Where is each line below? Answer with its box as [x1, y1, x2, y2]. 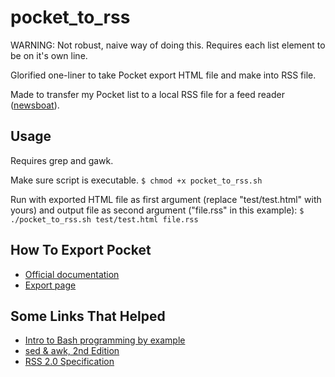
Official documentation [24, 268, 120, 280]
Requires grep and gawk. [10, 154, 114, 166]
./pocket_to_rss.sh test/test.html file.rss [10, 214, 199, 225]
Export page [24, 279, 77, 291]
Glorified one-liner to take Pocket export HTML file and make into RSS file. [10, 69, 317, 81]
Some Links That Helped [10, 307, 166, 325]
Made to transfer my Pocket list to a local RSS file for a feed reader [10, 88, 285, 100]
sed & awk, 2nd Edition [24, 345, 120, 357]
